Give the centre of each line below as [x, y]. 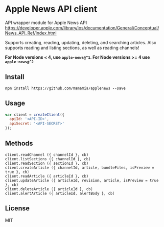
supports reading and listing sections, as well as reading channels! [72, 48]
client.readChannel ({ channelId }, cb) [47, 155]
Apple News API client [51, 9]
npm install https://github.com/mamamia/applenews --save [65, 88]
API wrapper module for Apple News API [46, 23]
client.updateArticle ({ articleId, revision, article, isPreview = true [82, 180]
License [17, 209]
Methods [19, 143]
